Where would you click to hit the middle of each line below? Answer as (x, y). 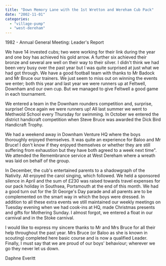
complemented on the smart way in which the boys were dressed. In (75, 197)
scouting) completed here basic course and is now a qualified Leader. (76, 238)
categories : (17, 19)
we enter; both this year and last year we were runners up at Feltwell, (76, 84)
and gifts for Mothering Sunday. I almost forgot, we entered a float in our (79, 213)
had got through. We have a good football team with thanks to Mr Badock (80, 73)
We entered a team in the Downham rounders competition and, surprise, (79, 104)
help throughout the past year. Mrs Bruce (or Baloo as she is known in (76, 233)
